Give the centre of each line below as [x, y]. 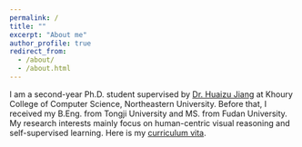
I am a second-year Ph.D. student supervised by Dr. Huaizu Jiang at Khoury [151, 94]
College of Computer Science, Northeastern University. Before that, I [138, 103]
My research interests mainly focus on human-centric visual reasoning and [150, 122]
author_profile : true [50, 43]
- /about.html [44, 69]
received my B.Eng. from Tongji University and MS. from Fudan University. [149, 113]
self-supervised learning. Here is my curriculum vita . [108, 132]
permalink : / [34, 18]
